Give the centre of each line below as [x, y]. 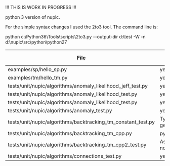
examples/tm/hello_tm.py [38, 78]
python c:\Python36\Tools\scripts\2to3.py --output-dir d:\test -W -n [75, 37]
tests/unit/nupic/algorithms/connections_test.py [65, 156]
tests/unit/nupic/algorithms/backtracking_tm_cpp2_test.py [77, 145]
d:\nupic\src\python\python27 [36, 42]
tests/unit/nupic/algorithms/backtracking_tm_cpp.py [70, 133]
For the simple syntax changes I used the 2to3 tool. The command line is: [81, 27]
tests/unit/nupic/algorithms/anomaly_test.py [60, 111]
